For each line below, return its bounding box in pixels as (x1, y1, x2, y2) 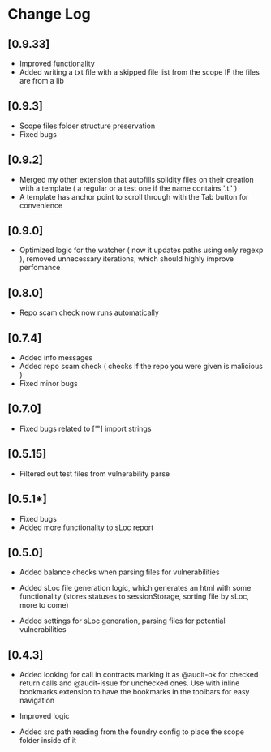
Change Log (7, 5, 91, 24)
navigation (19, 695, 55, 706)
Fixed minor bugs (19, 379, 78, 389)
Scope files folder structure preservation (19, 121, 156, 131)
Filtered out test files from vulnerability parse (19, 468, 170, 479)
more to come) (19, 600, 70, 610)
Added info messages (19, 353, 93, 363)
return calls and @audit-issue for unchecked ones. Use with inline (19, 678, 240, 688)
